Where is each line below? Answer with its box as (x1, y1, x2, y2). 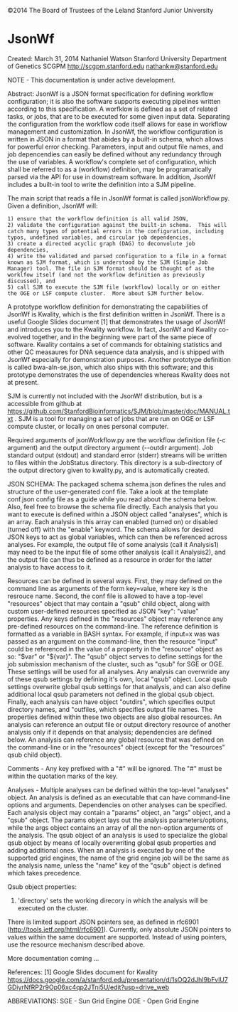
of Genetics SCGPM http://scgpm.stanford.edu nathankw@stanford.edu (7, 62, 218, 70)
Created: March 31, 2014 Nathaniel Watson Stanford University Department (7, 54, 227, 63)
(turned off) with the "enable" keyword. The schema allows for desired (7, 525, 215, 533)
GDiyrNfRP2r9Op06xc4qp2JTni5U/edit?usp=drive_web (7, 983, 169, 991)
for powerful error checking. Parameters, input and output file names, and (7, 142, 224, 151)
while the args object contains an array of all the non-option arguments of (7, 823, 224, 831)
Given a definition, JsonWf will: (7, 201, 98, 210)
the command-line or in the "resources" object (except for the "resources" (7, 742, 225, 751)
